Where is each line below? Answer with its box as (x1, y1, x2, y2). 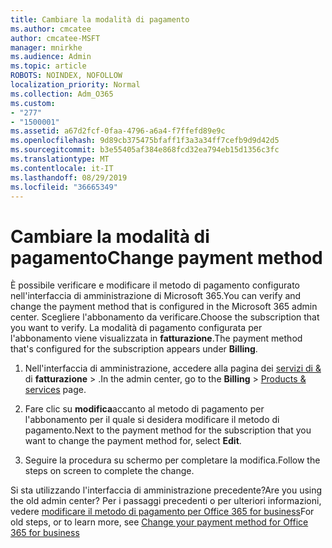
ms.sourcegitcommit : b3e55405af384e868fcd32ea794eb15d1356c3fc (10, 145, 280, 155)
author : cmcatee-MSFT (10, 33, 101, 43)
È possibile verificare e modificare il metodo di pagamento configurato (10, 279, 300, 291)
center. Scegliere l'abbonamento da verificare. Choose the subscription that (10, 311, 320, 323)
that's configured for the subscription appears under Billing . (10, 343, 258, 355)
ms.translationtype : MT (10, 154, 110, 164)
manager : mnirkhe (10, 42, 83, 53)
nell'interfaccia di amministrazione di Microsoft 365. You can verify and (10, 290, 302, 302)
